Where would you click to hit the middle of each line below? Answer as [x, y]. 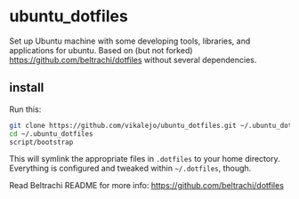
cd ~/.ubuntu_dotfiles [51, 134]
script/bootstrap [41, 142]
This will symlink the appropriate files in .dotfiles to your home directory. [145, 159]
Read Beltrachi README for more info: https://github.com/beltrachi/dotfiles [147, 186]
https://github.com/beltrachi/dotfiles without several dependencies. [133, 60]
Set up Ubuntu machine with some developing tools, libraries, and [130, 41]
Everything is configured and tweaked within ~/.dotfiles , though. [130, 168]
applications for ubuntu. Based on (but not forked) [101, 50]
